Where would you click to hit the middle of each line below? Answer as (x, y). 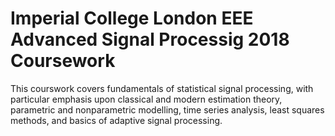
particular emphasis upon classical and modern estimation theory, (146, 99)
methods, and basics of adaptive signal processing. (116, 120)
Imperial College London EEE (132, 18)
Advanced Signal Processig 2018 (150, 39)
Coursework (63, 61)
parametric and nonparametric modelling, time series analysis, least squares (167, 109)
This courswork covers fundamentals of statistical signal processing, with (162, 88)
